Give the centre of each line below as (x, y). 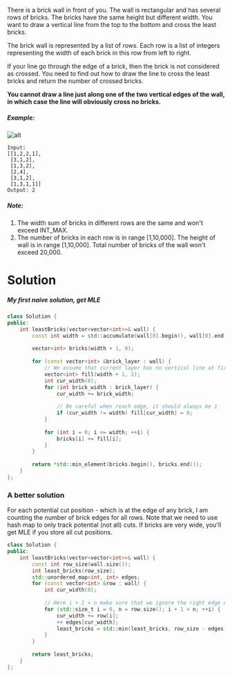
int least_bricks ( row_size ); (74, 570)
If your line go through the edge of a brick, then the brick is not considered (113, 66)
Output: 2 (21, 190)
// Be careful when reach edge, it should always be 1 (137, 407)
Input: (17, 147)
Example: (21, 118)
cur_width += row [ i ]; (87, 615)
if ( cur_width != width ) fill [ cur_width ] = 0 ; (125, 413)
